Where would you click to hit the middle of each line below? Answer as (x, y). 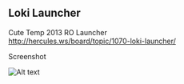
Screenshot (27, 56)
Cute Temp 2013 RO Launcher (58, 32)
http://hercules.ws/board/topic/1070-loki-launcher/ (92, 41)
